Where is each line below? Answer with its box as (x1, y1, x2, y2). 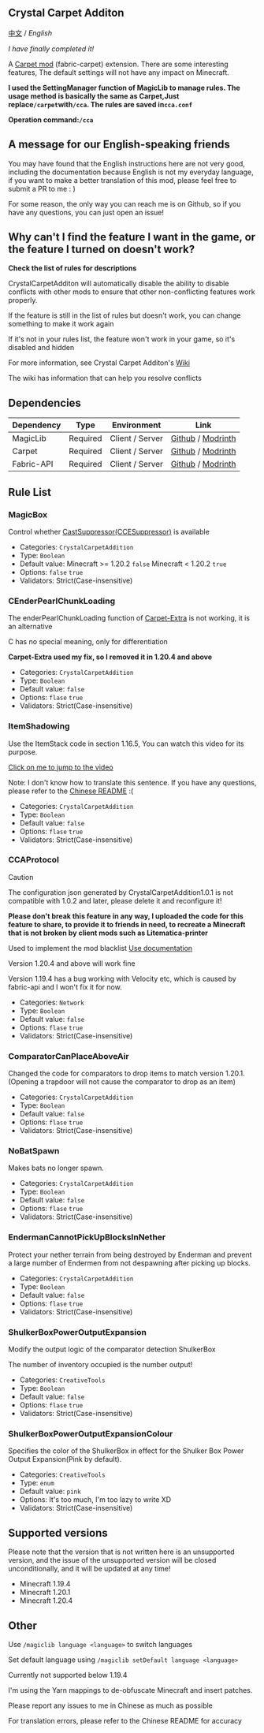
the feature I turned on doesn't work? (8, 243, 195, 256)
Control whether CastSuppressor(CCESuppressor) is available (8, 527, 210, 536)
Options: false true (19, 567, 84, 576)
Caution (8, 872, 34, 881)
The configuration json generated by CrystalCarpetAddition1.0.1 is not (8, 887, 234, 897)
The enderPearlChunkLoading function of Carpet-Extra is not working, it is (8, 613, 251, 623)
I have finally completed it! (8, 43, 95, 54)
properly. (8, 296, 38, 305)
